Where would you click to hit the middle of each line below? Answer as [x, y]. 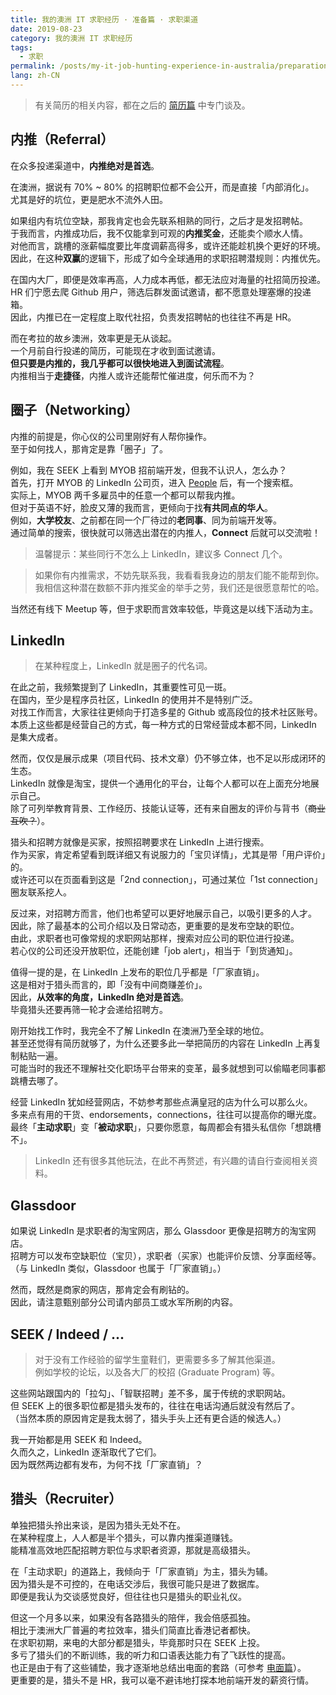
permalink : [33, 66]
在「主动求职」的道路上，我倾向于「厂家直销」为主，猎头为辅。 [141, 1571]
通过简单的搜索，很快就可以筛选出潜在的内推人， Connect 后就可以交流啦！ [166, 532]
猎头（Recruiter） [66, 1499]
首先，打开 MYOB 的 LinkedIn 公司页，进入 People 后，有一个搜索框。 [154, 482]
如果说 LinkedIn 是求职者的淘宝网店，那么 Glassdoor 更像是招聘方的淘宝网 [163, 1231]
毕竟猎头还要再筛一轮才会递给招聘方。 [89, 1010]
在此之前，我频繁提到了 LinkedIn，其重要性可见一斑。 [121, 687]
